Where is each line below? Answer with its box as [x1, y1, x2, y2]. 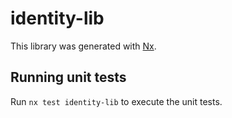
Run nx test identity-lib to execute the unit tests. [10, 95, 223, 107]
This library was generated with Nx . [10, 40, 157, 52]
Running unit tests [10, 69, 127, 86]
